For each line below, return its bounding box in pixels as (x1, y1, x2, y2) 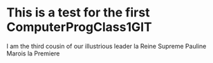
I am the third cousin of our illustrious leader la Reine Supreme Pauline (6, 42, 207, 50)
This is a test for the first (6, 5, 150, 21)
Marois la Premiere (6, 49, 60, 58)
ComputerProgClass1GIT (6, 19, 153, 35)
